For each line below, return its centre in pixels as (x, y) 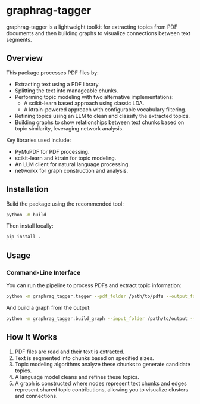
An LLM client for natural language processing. (72, 164)
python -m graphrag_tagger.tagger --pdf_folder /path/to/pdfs (85, 296)
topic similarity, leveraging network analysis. (69, 128)
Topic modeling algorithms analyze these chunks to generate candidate (102, 364)
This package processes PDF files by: (53, 73)
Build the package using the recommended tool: (65, 204)
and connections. (36, 396)
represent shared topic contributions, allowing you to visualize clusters (101, 389)
